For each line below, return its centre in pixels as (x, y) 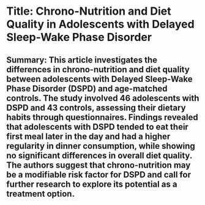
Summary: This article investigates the (82, 60)
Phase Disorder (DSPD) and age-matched (87, 88)
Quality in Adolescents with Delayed (100, 24)
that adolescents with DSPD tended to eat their (97, 127)
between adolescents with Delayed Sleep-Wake (99, 79)
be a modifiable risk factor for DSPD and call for (99, 175)
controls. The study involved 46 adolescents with (103, 98)
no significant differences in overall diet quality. (99, 155)
